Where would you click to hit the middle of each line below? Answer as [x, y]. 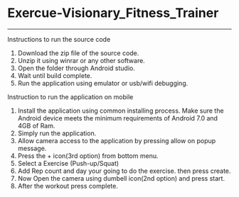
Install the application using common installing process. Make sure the [121, 111]
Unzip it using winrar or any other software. [81, 60]
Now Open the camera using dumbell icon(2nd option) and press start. [121, 178]
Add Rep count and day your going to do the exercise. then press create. [124, 171]
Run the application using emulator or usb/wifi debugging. [103, 83]
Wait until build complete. [55, 75]
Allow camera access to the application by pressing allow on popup [117, 140]
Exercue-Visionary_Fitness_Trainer [113, 13]
